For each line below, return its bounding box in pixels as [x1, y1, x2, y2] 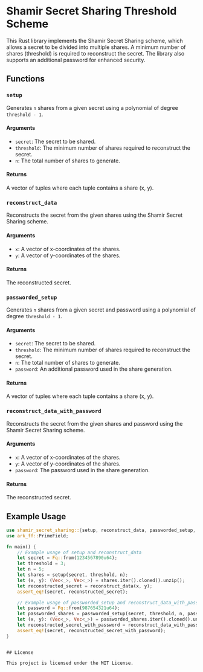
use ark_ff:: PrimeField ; [6, 533, 69, 539]
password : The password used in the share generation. [14, 466, 150, 473]
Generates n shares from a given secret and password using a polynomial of [6, 306, 196, 313]
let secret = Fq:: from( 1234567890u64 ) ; [17, 555, 118, 561]
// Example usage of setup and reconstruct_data [17, 549, 142, 555]
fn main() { [6, 543, 36, 550]
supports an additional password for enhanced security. [6, 56, 146, 63]
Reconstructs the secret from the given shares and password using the [6, 420, 183, 427]
